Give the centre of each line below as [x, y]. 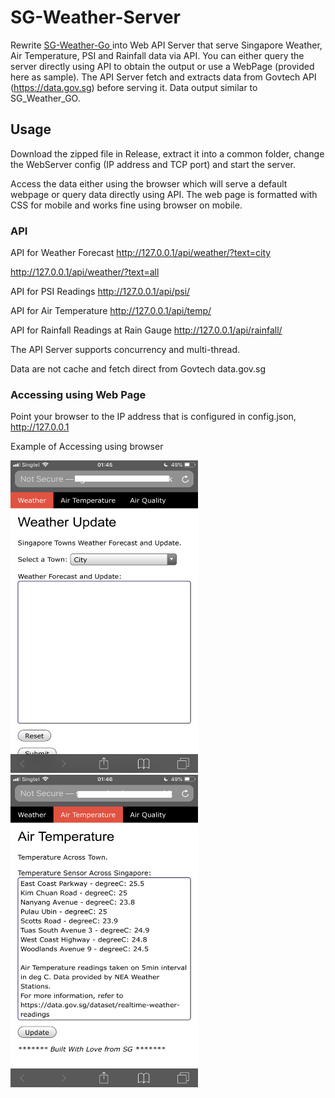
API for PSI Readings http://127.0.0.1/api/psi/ [100, 292]
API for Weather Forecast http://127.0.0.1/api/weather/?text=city [141, 253]
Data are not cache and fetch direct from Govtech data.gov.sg [138, 369]
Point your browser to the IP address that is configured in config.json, [153, 417]
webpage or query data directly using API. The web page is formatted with [164, 194]
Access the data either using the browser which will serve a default [149, 183]
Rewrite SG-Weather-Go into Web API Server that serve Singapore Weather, [166, 45]
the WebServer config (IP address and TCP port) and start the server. [153, 164]
